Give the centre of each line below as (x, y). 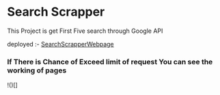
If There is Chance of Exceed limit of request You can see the (110, 62)
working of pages (37, 70)
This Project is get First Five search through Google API (85, 31)
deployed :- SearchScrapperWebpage (60, 44)
